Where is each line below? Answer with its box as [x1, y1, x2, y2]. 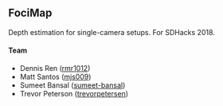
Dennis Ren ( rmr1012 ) [19, 64, 91, 73]
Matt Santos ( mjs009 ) [19, 72, 92, 82]
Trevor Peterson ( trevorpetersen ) [19, 89, 129, 99]
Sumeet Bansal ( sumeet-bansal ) [19, 80, 126, 90]
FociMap [8, 6, 53, 20]
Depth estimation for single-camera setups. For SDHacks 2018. [8, 27, 215, 37]
